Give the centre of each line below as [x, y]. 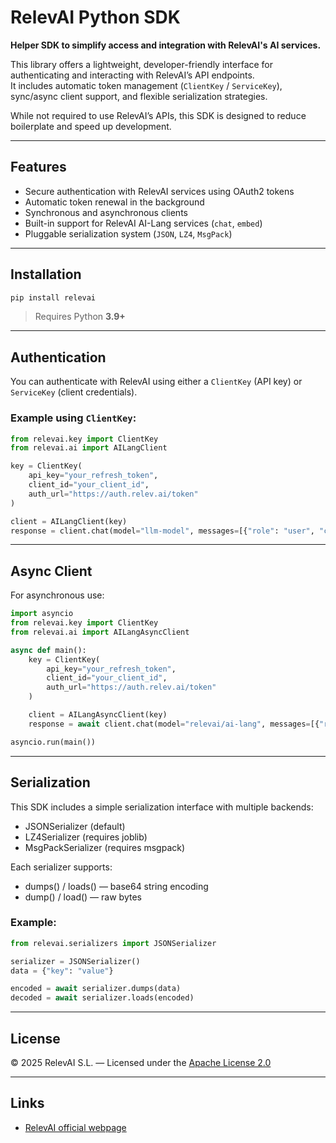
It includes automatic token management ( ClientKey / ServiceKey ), [146, 85]
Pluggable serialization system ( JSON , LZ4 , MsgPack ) [128, 233]
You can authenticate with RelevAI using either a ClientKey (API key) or [156, 382]
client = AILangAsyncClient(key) [98, 715]
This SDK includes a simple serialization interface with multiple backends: [162, 807]
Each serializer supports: [61, 867]
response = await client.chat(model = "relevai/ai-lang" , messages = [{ [174, 724]
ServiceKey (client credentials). [74, 392]
